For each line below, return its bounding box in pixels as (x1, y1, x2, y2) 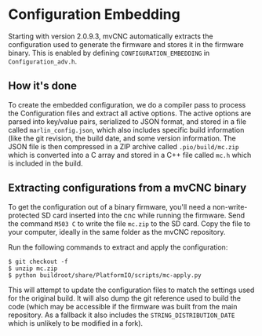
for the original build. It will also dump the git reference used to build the (8, 293, 242, 303)
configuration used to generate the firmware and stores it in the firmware (8, 39, 245, 49)
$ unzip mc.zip (8, 265, 58, 272)
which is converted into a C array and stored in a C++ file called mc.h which (8, 150, 252, 159)
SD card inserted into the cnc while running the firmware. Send (41, 210, 246, 220)
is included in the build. (8, 159, 84, 168)
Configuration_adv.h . (8, 57, 78, 66)
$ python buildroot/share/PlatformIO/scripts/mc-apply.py (8, 271, 202, 279)
